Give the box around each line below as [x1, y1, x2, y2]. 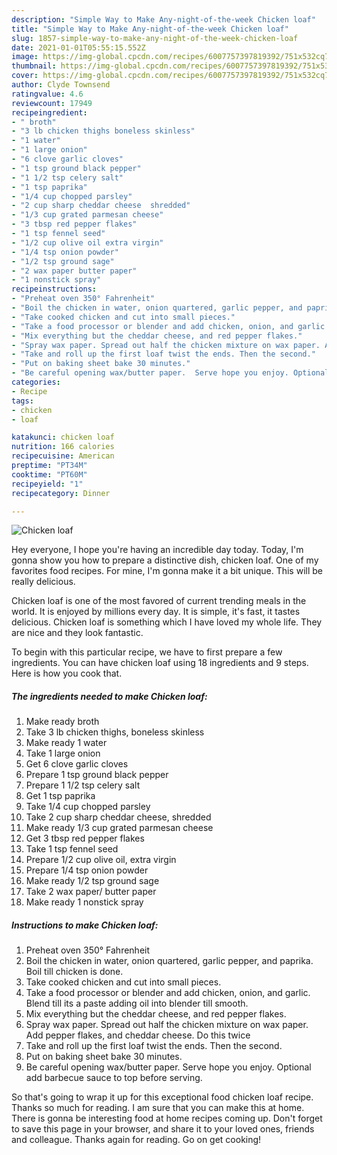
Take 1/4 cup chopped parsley [25, 801, 151, 813]
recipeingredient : [11, 107, 88, 118]
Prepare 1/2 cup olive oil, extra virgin [25, 854, 177, 866]
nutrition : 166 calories [11, 442, 115, 452]
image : [11, 52, 39, 62]
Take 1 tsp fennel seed [25, 843, 119, 855]
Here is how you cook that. [11, 667, 123, 680]
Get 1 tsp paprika [25, 790, 96, 802]
